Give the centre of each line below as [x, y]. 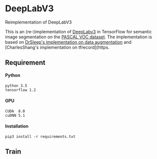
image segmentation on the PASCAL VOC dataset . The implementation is [78, 37]
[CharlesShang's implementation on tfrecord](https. [57, 47]
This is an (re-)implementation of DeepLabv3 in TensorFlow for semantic [78, 31]
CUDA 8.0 [15, 111]
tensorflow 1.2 [21, 90]
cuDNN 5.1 [15, 115]
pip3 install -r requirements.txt [40, 136]
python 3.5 [16, 86]
